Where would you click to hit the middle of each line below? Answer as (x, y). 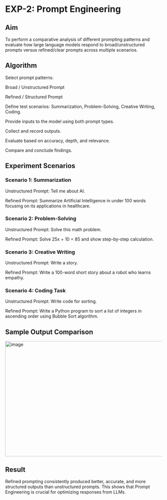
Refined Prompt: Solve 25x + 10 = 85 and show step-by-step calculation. (80, 239)
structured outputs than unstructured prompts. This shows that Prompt (78, 487)
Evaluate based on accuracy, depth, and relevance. (58, 141)
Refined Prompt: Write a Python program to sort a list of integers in (73, 311)
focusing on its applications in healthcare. (48, 206)
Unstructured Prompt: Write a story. (42, 263)
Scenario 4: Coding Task (36, 291)
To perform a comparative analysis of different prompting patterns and (78, 39)
